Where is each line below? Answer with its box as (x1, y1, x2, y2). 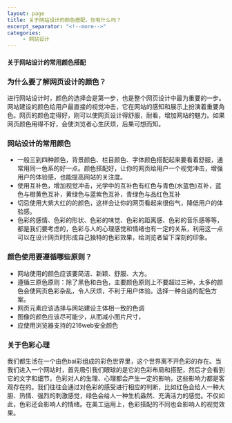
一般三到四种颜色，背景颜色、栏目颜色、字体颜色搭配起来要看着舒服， (17, 156, 217, 164)
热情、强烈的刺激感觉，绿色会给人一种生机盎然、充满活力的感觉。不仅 (19, 391, 219, 400)
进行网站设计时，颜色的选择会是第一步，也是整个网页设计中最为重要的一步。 (7, 94, 225, 102)
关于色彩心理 (7, 340, 50, 349)
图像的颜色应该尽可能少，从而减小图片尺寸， (17, 312, 145, 321)
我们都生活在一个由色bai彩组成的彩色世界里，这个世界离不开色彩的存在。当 (7, 357, 222, 365)
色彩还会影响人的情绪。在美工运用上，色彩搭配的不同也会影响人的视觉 (19, 400, 219, 408)
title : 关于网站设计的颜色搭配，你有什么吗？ (7, 17, 122, 23)
